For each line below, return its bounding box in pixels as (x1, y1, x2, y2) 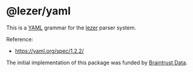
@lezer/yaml (6, 4, 71, 18)
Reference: (6, 35, 34, 43)
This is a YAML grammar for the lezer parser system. (6, 24, 137, 31)
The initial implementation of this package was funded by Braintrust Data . (6, 59, 188, 66)
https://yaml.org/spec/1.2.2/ (14, 47, 84, 55)
